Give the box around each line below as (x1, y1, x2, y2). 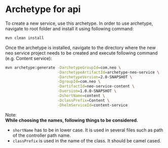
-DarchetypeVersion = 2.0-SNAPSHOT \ (57, 74, 133, 79)
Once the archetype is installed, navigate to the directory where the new (5, 44, 156, 51)
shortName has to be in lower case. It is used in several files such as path (12, 127, 163, 133)
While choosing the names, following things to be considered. (5, 117, 138, 123)
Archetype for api (5, 4, 81, 15)
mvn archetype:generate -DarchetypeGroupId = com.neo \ (5, 65, 121, 70)
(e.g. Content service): (5, 55, 52, 61)
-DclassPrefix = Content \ (57, 97, 110, 103)
